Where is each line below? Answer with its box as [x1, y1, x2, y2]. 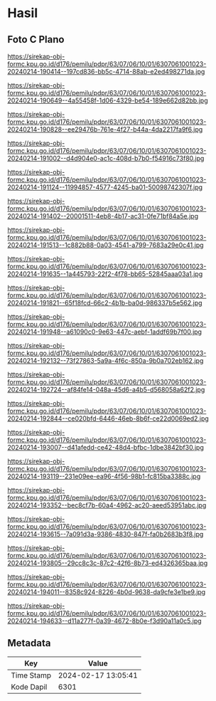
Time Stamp [11, 670, 52, 680]
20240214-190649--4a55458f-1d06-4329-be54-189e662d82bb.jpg [7, 96, 208, 105]
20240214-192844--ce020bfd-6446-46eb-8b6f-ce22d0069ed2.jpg [7, 414, 210, 423]
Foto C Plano [7, 33, 65, 46]
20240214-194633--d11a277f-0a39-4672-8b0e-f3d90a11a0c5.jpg [7, 617, 202, 625]
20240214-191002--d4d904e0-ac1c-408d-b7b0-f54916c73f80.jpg [7, 154, 205, 162]
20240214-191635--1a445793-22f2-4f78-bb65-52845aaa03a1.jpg [7, 270, 203, 278]
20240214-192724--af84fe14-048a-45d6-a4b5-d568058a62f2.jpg [7, 386, 205, 394]
